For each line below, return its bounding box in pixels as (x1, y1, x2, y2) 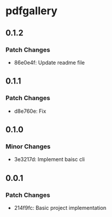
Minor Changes (5, 142, 51, 151)
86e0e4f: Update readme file (14, 59, 85, 66)
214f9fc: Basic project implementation (14, 204, 107, 211)
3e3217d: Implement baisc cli (14, 156, 85, 163)
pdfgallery (5, 4, 58, 18)
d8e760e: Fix (14, 107, 47, 114)
